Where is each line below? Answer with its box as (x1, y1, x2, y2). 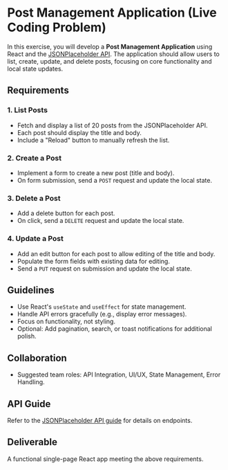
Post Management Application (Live (7, 5, 217, 21)
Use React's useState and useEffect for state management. (17, 302, 187, 311)
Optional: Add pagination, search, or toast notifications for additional (17, 325, 212, 333)
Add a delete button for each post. (17, 209, 115, 217)
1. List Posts (7, 105, 48, 115)
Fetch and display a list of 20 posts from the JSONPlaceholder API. (17, 121, 208, 129)
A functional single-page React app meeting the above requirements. (7, 455, 204, 463)
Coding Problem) (7, 19, 106, 35)
